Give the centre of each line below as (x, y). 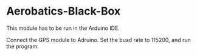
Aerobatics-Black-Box (64, 11)
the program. (22, 46)
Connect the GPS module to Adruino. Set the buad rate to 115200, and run (98, 40)
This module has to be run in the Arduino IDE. (63, 28)
